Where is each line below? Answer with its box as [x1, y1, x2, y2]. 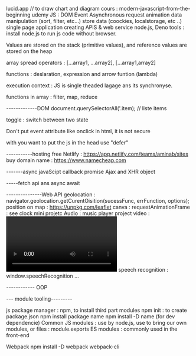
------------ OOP [6, 284, 48, 291]
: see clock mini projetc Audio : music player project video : [6, 210, 150, 217]
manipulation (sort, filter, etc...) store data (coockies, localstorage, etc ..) [6, 18, 182, 24]
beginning [6, 11, 31, 18]
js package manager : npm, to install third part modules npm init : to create [6, 306, 187, 314]
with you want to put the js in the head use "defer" [6, 139, 129, 146]
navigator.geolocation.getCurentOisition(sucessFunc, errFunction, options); [6, 197, 190, 204]
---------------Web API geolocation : [6, 191, 96, 198]
